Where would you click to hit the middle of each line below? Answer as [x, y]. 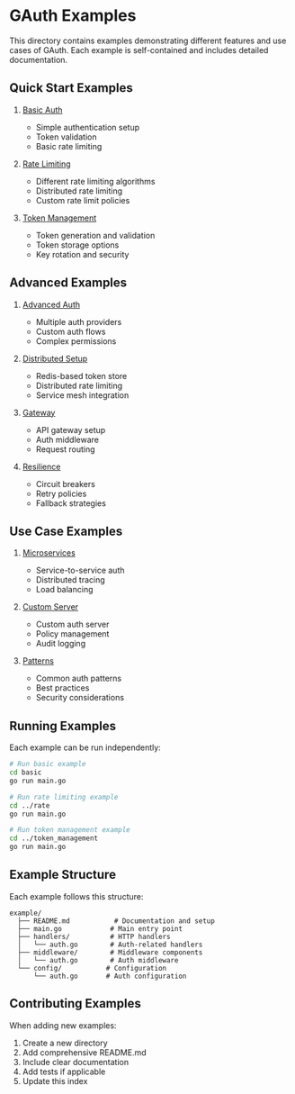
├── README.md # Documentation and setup [116, 921]
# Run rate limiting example [64, 797]
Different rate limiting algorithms [95, 181]
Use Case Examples [66, 531]
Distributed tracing [70, 580]
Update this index [55, 1080]
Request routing [66, 449]
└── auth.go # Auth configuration [110, 976]
